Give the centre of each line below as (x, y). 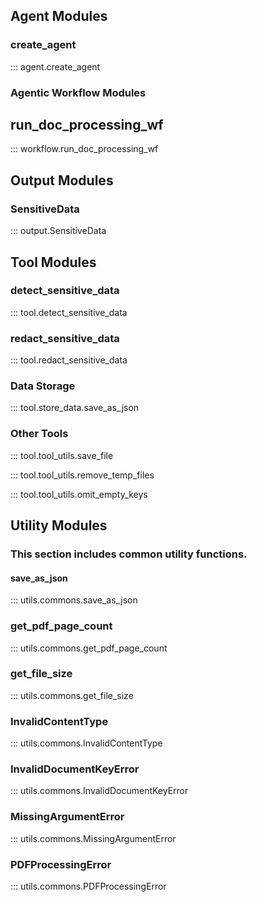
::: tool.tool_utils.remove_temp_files (82, 475)
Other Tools (39, 434)
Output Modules (62, 180)
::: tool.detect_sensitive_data (69, 312)
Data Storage (43, 386)
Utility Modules (59, 525)
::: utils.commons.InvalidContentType (86, 743)
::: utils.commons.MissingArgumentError (93, 838)
